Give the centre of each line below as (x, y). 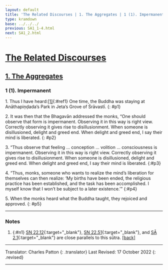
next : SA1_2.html (23, 33)
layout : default (22, 10)
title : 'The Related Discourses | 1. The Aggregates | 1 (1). (71, 14)
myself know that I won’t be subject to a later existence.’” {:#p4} (71, 188)
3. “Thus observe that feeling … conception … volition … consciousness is (81, 147)
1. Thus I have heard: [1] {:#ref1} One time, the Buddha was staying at (75, 101)
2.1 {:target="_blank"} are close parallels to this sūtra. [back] (74, 237)
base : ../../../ (22, 24)
